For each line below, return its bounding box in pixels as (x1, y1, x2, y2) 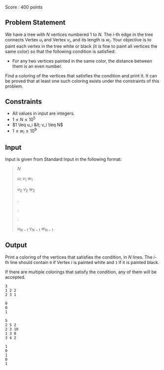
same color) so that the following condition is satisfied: (5, 48, 116, 54)
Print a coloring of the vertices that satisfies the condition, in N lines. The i (5, 254, 155, 260)
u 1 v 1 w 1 (17, 175, 33, 183)
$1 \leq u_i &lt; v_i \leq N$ (12, 122, 63, 128)
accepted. (5, 274, 26, 280)
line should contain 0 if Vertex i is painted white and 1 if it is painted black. (10, 259, 160, 265)
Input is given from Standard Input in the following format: (5, 156, 122, 162)
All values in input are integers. (12, 110, 75, 116)
